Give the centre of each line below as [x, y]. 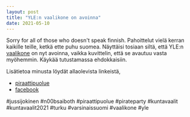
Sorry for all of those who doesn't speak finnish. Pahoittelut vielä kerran [96, 41]
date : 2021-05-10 [28, 23]
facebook [27, 90]
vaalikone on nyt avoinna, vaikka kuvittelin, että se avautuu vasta [87, 53]
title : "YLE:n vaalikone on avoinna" [54, 18]
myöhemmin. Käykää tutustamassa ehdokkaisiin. [67, 60]
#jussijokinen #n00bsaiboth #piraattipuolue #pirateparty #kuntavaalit [92, 101]
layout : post [23, 12]
